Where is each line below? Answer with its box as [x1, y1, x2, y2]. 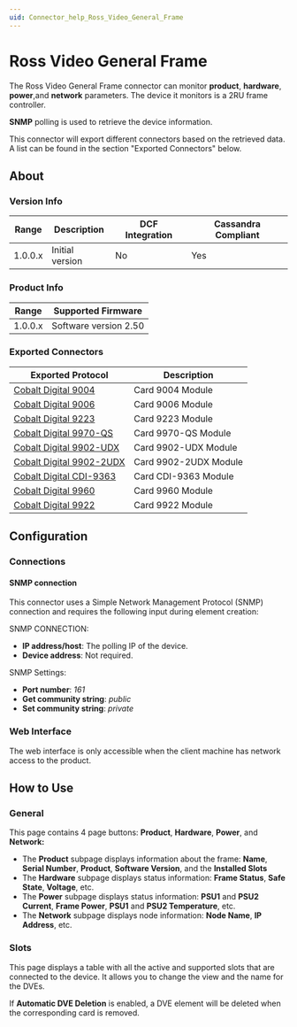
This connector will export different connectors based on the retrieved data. [9, 134, 286, 144]
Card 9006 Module [133, 398, 214, 410]
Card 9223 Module [133, 413, 214, 425]
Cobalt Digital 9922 [13, 498, 95, 511]
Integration [125, 229, 173, 242]
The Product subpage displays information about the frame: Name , [21, 853, 268, 864]
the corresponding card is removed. [9, 1007, 140, 1018]
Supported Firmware [53, 305, 143, 317]
